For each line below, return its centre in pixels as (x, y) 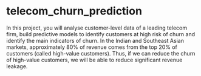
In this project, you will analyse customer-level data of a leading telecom (97, 28)
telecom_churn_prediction (74, 11)
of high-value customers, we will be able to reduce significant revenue (94, 60)
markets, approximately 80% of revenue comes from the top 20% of (92, 47)
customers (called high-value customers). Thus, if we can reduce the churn (101, 53)
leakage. (17, 66)
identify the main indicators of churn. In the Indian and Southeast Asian (95, 40)
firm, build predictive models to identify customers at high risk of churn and (101, 34)
